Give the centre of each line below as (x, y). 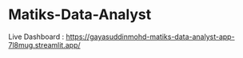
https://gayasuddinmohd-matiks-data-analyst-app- (150, 37)
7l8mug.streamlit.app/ (45, 44)
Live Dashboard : (36, 37)
